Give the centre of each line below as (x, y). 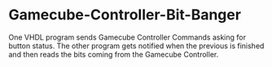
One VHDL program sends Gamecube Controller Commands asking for (127, 37)
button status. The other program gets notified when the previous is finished (136, 45)
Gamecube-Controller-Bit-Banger (125, 15)
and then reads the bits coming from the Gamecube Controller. (114, 54)
